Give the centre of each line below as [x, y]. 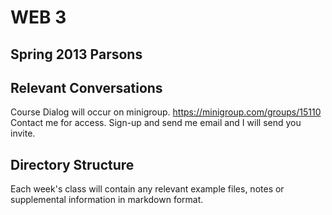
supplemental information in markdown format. [107, 200]
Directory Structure [72, 164]
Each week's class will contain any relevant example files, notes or [147, 189]
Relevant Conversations [86, 87]
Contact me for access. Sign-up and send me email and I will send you [156, 123]
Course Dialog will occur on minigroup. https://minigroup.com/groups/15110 [166, 112]
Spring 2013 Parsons [76, 54]
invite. [23, 133]
